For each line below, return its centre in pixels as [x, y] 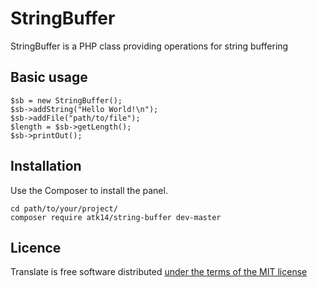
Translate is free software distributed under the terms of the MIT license [159, 272]
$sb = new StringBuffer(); [66, 100]
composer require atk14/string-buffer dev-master [116, 217]
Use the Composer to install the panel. [89, 190]
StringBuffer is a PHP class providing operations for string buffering [149, 46]
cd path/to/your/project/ [64, 208]
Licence [36, 247]
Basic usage [49, 77]
